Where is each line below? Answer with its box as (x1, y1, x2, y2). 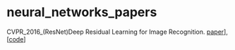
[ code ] (6, 35, 26, 43)
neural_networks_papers (6, 4, 157, 20)
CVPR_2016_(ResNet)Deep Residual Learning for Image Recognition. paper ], (6, 27, 229, 36)
